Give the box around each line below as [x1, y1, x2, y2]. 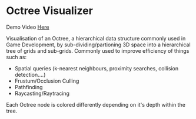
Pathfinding [14, 83, 43, 90]
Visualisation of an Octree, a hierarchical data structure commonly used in [6, 35, 186, 42]
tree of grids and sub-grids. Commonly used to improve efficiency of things [6, 47, 190, 54]
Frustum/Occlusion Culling [14, 77, 79, 84]
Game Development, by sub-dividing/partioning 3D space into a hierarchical [6, 41, 191, 48]
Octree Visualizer [6, 4, 93, 18]
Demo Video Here [6, 23, 49, 30]
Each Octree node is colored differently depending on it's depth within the [6, 101, 185, 108]
